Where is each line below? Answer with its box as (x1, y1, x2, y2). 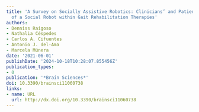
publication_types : (6, 63, 54, 70)
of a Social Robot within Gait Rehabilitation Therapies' (11, 14, 158, 20)
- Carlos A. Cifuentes (6, 36, 62, 42)
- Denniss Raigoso (6, 25, 52, 31)
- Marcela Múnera (6, 47, 49, 53)
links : (6, 86, 23, 92)
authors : (6, 20, 28, 25)
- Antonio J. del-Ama (6, 42, 60, 48)
